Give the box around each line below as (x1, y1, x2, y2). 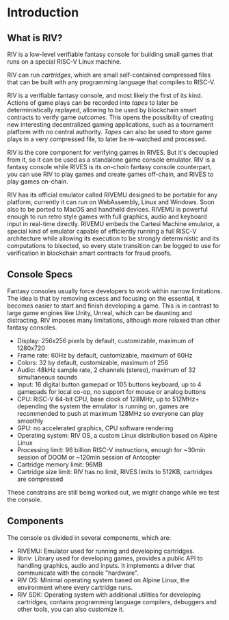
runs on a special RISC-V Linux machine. (7, 58, 122, 66)
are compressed (16, 475, 64, 483)
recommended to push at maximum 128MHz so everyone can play (16, 409, 204, 417)
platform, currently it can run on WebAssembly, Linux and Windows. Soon (7, 198, 215, 206)
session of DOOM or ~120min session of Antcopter (16, 453, 161, 461)
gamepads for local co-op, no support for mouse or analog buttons (16, 387, 206, 395)
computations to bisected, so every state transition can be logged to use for (7, 242, 221, 249)
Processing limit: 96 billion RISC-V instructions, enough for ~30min (16, 445, 206, 454)
